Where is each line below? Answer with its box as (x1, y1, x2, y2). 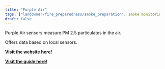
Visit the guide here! (5, 59, 48, 65)
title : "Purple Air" (5, 7, 48, 12)
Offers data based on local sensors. (5, 39, 78, 45)
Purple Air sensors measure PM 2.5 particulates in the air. (5, 30, 122, 36)
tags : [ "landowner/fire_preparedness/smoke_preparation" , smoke (5, 12, 139, 17)
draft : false (5, 16, 32, 21)
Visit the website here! (5, 49, 53, 55)
